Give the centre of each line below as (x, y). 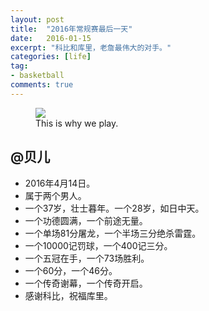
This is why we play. (77, 123)
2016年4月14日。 (60, 183)
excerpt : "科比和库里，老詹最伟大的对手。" (91, 47)
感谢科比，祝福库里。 (68, 295)
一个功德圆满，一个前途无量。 (86, 220)
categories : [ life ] (51, 57)
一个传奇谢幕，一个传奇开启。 (86, 283)
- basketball (37, 76)
